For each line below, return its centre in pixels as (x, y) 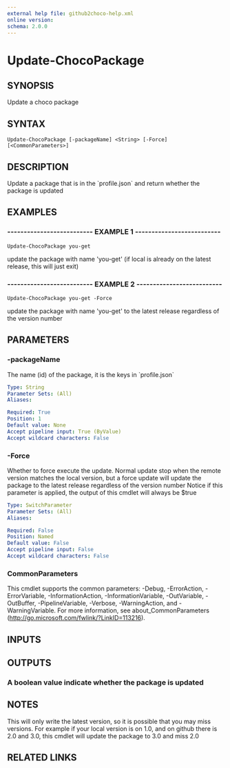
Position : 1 (24, 419)
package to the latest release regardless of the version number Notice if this (115, 485)
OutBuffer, (22, 604)
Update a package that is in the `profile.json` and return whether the (104, 183)
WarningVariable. (32, 610)
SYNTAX (27, 124)
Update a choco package (43, 102)
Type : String (26, 387)
